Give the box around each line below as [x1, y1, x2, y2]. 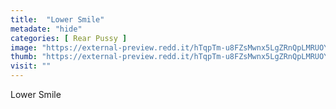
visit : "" [10, 61, 52, 71]
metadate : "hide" [10, 24, 83, 34]
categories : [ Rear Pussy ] [10, 33, 128, 43]
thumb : [10, 52, 38, 62]
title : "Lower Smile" [10, 14, 105, 25]
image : [10, 42, 38, 53]
